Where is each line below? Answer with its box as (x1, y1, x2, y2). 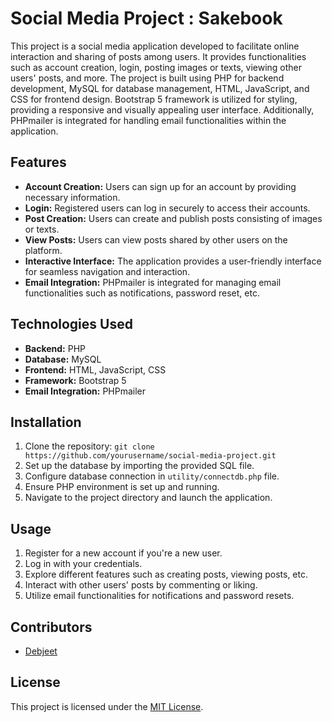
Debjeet (24, 645, 58, 657)
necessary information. (24, 191, 121, 203)
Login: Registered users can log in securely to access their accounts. (24, 202, 311, 214)
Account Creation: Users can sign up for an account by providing (24, 180, 297, 192)
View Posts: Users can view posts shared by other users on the (24, 233, 288, 246)
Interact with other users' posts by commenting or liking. (24, 579, 258, 591)
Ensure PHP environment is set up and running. (24, 481, 220, 493)
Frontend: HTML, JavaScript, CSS (24, 363, 167, 376)
